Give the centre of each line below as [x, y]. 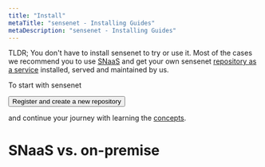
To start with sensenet [45, 85]
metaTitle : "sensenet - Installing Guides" [82, 23]
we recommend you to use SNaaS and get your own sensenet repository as [132, 61]
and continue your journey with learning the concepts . [97, 118]
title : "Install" [37, 16]
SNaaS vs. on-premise [84, 150]
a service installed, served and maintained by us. [89, 70]
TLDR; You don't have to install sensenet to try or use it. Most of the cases [131, 53]
